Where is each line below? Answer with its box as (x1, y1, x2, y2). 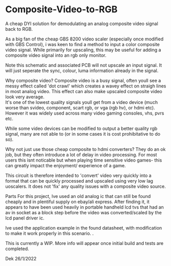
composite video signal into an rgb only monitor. (5, 52, 107, 58)
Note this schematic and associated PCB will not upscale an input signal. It (5, 62, 162, 68)
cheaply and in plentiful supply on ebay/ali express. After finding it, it (5, 198, 150, 205)
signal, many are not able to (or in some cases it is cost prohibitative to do (5, 130, 161, 137)
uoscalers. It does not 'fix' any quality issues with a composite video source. (5, 183, 166, 189)
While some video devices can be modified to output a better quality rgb (5, 125, 158, 131)
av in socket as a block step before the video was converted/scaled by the (5, 209, 162, 215)
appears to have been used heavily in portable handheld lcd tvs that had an (5, 204, 164, 210)
